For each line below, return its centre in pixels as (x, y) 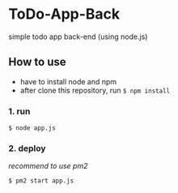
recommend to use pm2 (48, 166)
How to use (37, 62)
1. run (19, 111)
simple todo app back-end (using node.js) (78, 36)
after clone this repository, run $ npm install (95, 90)
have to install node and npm (68, 81)
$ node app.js (32, 128)
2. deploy (27, 148)
